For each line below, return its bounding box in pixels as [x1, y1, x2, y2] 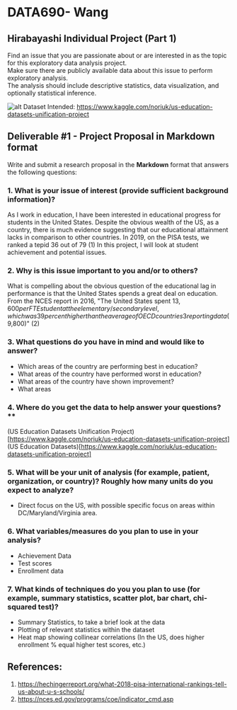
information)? [7, 194, 55, 204]
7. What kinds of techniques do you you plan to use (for [7, 584, 200, 594]
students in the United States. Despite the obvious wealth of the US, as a [7, 218, 219, 227]
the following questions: [7, 168, 78, 176]
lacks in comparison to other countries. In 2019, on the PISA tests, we [7, 233, 210, 241]
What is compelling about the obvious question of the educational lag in [7, 282, 216, 290]
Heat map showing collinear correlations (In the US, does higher [17, 633, 205, 641]
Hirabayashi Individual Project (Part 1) [7, 33, 177, 45]
